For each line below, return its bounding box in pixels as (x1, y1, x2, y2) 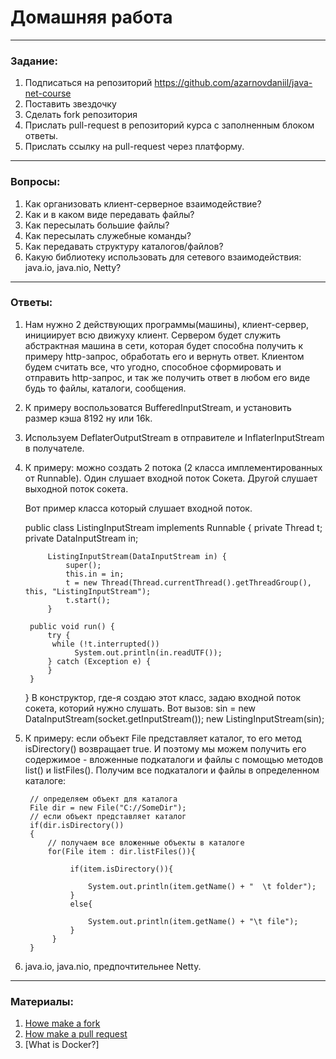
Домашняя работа (10, 6, 173, 29)
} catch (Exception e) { (47, 656, 152, 666)
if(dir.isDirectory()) (29, 820, 125, 830)
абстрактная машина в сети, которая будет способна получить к (24, 339, 304, 351)
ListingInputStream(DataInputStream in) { (47, 551, 227, 561)
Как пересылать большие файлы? (24, 219, 170, 231)
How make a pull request (24, 1028, 128, 1040)
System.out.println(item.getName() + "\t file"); (88, 916, 299, 926)
